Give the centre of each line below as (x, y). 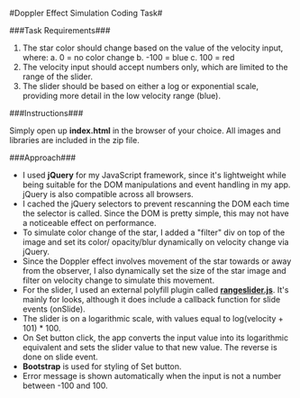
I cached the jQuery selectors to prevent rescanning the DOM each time (156, 204)
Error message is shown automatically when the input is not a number (152, 376)
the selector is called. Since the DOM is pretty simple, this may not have (156, 213)
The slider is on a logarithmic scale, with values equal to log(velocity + (153, 318)
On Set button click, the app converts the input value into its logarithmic (155, 338)
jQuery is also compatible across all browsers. (108, 194)
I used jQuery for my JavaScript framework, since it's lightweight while (154, 175)
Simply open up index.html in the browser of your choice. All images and (145, 131)
